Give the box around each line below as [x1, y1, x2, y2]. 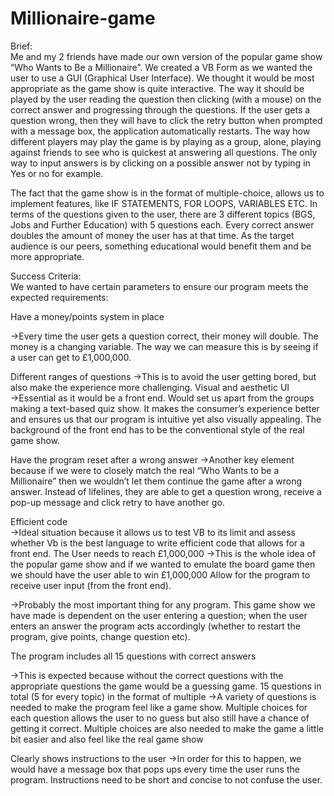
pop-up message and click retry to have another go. [10, 496, 225, 508]
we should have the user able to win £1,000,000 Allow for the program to [10, 568, 311, 581]
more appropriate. [10, 250, 85, 262]
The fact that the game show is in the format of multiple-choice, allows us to [10, 187, 325, 199]
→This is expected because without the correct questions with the [10, 669, 284, 681]
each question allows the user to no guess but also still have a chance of [10, 712, 310, 724]
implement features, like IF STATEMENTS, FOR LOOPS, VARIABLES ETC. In [10, 197, 318, 209]
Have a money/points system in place [10, 310, 165, 322]
